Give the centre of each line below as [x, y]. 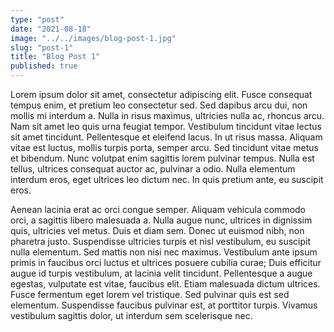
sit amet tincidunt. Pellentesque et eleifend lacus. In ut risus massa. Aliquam [166, 137]
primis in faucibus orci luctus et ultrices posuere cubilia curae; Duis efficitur [166, 262]
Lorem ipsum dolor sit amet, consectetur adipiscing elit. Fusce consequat [161, 94]
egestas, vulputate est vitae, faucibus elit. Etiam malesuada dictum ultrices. [165, 284]
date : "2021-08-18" [51, 29]
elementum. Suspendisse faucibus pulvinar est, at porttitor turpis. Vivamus [164, 305]
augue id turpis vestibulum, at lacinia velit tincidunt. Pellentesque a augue [161, 273]
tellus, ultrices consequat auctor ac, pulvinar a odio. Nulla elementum [153, 169]
